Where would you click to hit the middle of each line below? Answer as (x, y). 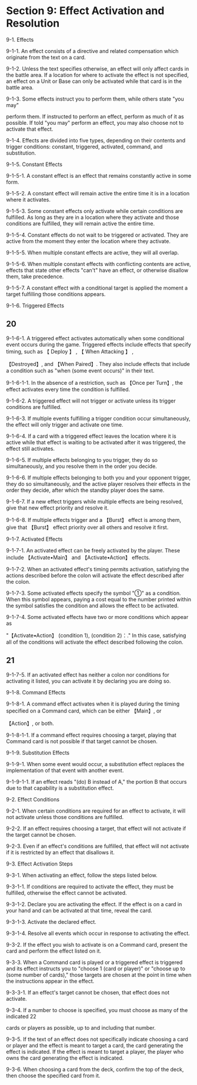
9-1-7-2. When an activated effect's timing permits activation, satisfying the (98, 569)
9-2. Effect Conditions (33, 799)
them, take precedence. (35, 276)
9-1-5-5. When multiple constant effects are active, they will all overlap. (93, 252)
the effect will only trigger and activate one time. (65, 424)
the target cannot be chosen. (41, 834)
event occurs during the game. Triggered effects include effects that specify (98, 344)
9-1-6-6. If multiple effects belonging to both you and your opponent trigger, (98, 477)
